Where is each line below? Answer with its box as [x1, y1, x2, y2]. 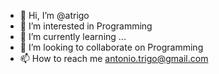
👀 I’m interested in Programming [19, 20, 153, 32]
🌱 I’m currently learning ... [19, 31, 127, 42]
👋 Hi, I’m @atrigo [19, 10, 90, 21]
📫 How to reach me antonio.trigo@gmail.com [19, 53, 209, 64]
